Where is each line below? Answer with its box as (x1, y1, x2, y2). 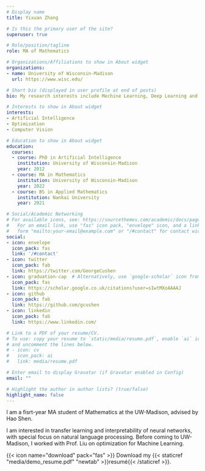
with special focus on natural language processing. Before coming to (6, 433, 179, 440)
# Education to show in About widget (6, 137, 103, 144)
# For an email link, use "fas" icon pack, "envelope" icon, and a (6, 222, 187, 228)
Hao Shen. (6, 415, 33, 422)
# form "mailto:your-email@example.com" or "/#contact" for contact (6, 228, 190, 234)
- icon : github (6, 291, 45, 297)
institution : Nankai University (17, 194, 99, 200)
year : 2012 (17, 166, 45, 172)
